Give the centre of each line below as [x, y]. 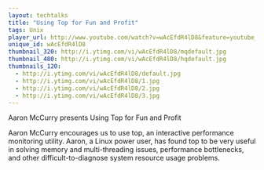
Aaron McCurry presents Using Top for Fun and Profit [95, 118]
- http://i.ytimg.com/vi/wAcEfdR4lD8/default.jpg [98, 74]
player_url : [27, 37]
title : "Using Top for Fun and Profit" [73, 23]
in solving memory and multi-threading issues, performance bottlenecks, [126, 150]
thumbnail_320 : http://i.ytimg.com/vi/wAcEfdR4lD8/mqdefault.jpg [117, 52]
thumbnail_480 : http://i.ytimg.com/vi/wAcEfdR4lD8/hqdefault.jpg [117, 60]
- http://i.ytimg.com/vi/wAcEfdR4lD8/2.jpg [87, 88]
